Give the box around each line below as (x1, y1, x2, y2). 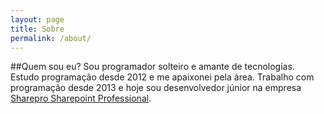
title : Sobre (10, 24, 65, 34)
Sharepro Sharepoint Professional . (10, 92, 152, 105)
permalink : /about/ (10, 33, 92, 43)
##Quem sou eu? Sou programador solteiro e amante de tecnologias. (10, 61, 295, 73)
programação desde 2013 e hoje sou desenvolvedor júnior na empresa (10, 82, 302, 94)
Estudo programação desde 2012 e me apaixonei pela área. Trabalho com (10, 71, 315, 83)
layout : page (10, 14, 65, 25)
